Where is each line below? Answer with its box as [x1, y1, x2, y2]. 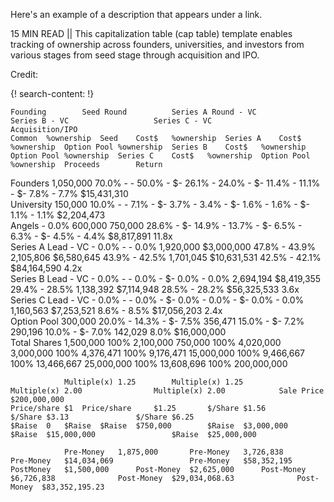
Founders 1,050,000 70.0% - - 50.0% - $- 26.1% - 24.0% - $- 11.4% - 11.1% [10, 177, 321, 189]
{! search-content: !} [10, 88, 95, 99]
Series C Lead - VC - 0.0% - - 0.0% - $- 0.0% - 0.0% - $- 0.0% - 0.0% [10, 294, 305, 306]
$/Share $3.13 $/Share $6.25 [10, 412, 195, 422]
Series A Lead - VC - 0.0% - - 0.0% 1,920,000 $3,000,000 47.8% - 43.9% [10, 241, 316, 253]
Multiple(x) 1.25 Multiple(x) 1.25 [63, 377, 244, 387]
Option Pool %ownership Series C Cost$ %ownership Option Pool [10, 151, 311, 161]
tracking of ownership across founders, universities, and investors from [10, 39, 305, 50]
